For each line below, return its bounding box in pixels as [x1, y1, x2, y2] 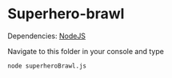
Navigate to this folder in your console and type [7, 46, 165, 56]
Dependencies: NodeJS [7, 31, 86, 41]
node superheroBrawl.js [7, 61, 87, 70]
